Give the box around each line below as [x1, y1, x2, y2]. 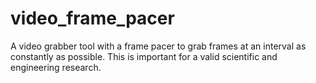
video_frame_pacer [10, 7, 175, 30]
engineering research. [10, 61, 102, 73]
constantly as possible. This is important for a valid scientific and [10, 50, 278, 62]
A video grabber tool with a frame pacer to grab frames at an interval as [10, 40, 307, 52]
